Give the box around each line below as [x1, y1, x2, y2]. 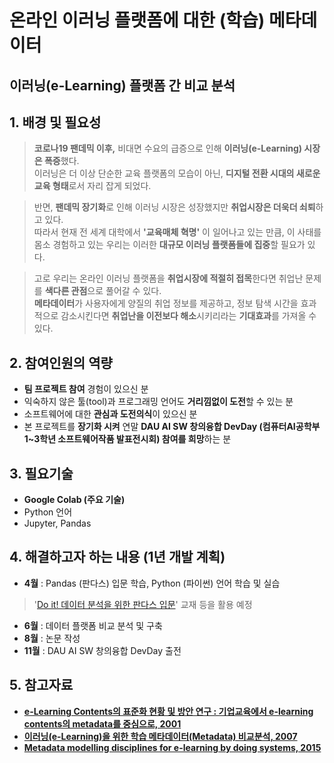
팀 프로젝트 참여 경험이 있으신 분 [23, 383, 149, 395]
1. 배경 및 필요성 [9, 114, 102, 131]
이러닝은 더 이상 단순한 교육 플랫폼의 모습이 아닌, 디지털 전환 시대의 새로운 [33, 167, 321, 180]
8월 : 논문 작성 [23, 632, 81, 644]
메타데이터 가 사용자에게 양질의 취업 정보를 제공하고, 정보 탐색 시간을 [33, 297, 299, 310]
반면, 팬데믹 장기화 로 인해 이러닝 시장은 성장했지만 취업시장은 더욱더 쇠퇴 [33, 201, 316, 213]
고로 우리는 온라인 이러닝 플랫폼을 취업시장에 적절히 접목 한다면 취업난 [33, 272, 304, 285]
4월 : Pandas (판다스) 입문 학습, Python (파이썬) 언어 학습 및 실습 [23, 577, 281, 589]
